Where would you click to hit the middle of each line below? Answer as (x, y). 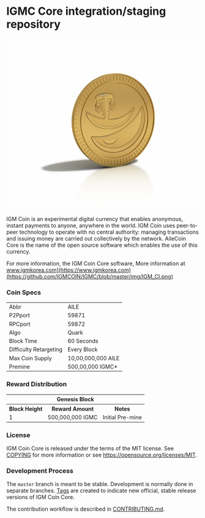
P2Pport (19, 315)
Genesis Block (75, 400)
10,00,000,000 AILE (94, 358)
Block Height (26, 409)
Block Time (23, 341)
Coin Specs (24, 292)
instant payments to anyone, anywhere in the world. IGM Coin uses (91, 225)
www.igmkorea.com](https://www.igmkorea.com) (69, 270)
